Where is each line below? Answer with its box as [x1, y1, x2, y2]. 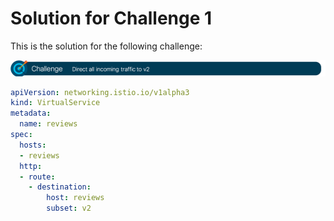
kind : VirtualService [10, 98, 101, 108]
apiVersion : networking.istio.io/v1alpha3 [10, 87, 190, 97]
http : [19, 161, 43, 171]
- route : [19, 172, 56, 182]
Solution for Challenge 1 [10, 7, 213, 30]
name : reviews [19, 119, 78, 129]
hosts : [19, 140, 47, 150]
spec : [10, 130, 33, 140]
